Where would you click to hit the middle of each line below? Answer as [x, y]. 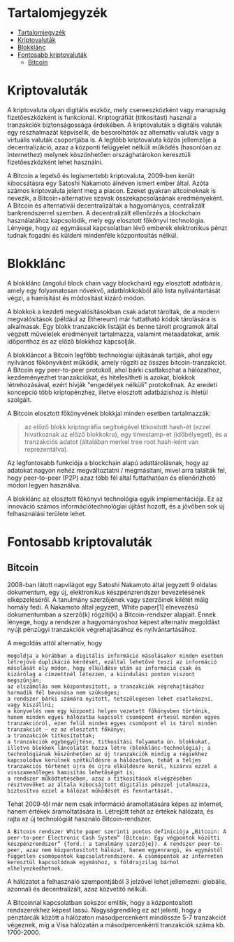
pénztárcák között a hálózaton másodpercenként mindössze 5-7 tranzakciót [117, 917]
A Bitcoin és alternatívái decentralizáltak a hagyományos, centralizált [106, 206]
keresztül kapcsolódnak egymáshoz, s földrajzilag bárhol [93, 862]
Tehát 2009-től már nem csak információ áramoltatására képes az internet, [115, 804]
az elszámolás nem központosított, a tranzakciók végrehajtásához [106, 686]
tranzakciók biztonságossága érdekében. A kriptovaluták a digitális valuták [115, 125]
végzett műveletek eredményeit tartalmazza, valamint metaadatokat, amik [114, 334]
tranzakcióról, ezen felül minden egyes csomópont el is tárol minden [112, 723]
